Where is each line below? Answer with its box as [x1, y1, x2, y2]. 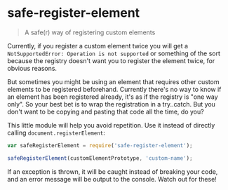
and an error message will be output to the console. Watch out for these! [7, 175, 217, 183]
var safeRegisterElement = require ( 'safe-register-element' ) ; [7, 142, 193, 149]
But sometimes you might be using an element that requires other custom [7, 77, 220, 86]
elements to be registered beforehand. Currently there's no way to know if [7, 85, 222, 93]
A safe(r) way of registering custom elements [24, 28, 156, 36]
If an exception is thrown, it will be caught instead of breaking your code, [7, 167, 218, 176]
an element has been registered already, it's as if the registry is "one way [7, 93, 219, 101]
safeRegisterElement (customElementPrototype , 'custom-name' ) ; [7, 154, 193, 162]
